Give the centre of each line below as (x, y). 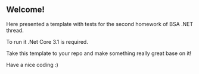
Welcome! (25, 10)
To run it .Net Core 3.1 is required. (47, 41)
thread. (15, 30)
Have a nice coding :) (32, 65)
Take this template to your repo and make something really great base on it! (99, 53)
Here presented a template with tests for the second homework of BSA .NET (100, 24)
